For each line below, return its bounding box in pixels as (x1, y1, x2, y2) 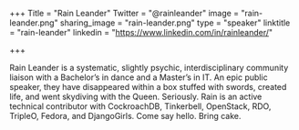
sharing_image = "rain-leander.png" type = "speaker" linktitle (59, 17, 291, 28)
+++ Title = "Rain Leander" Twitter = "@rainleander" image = (9, 8, 240, 18)
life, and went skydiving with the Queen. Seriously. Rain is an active (9, 91, 263, 102)
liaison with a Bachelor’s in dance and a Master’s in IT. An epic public (9, 72, 268, 83)
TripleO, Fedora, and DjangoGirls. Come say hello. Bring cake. (9, 111, 242, 121)
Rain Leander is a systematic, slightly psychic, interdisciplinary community (9, 63, 289, 73)
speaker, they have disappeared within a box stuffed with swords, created (9, 82, 287, 92)
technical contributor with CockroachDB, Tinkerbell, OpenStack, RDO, (9, 101, 272, 112)
